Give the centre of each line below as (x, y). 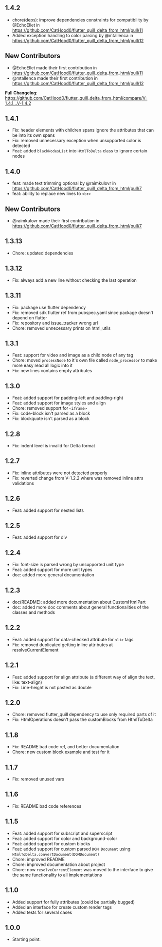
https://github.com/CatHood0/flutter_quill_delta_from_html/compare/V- (76, 98)
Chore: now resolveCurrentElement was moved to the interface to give (82, 869)
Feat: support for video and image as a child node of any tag (73, 355)
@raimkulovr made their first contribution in (56, 221)
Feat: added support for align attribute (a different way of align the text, (83, 677)
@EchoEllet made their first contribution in (54, 67)
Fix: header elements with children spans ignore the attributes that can (83, 130)
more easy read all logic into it (42, 365)
